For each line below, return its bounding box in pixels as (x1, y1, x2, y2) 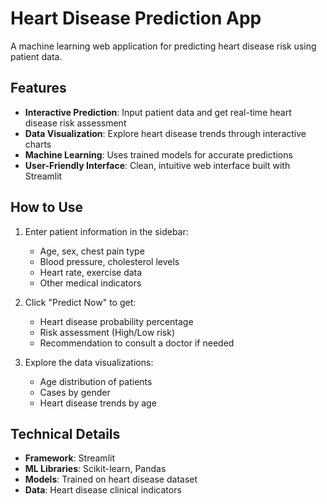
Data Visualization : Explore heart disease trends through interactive (24, 127, 307, 139)
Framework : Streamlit (24, 452, 115, 464)
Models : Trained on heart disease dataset (24, 473, 198, 486)
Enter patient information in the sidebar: (24, 225, 189, 237)
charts (24, 138, 52, 150)
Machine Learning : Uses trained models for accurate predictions (24, 148, 293, 161)
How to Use (10, 199, 84, 216)
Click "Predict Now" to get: (24, 296, 137, 308)
